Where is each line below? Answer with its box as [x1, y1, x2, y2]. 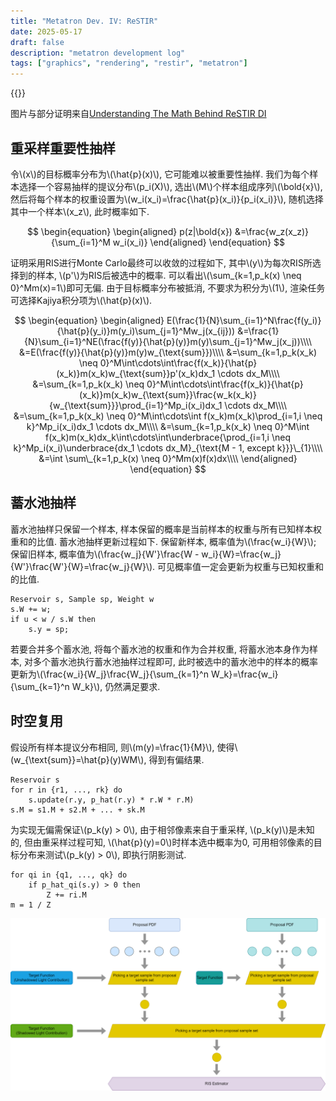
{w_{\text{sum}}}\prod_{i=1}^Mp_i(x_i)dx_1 [49, 399, 223, 411]
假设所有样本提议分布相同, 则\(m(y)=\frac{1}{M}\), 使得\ [10, 741, 238, 753]
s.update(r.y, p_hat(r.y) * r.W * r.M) [28, 795, 195, 805]
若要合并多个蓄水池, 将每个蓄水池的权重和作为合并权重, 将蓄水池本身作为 [10, 643, 310, 655]
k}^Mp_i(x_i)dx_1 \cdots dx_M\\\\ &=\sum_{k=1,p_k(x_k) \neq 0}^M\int [26, 420, 310, 432]
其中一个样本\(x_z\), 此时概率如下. [10, 205, 150, 217]
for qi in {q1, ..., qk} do [10, 870, 128, 880]
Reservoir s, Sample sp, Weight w [10, 594, 155, 604]
